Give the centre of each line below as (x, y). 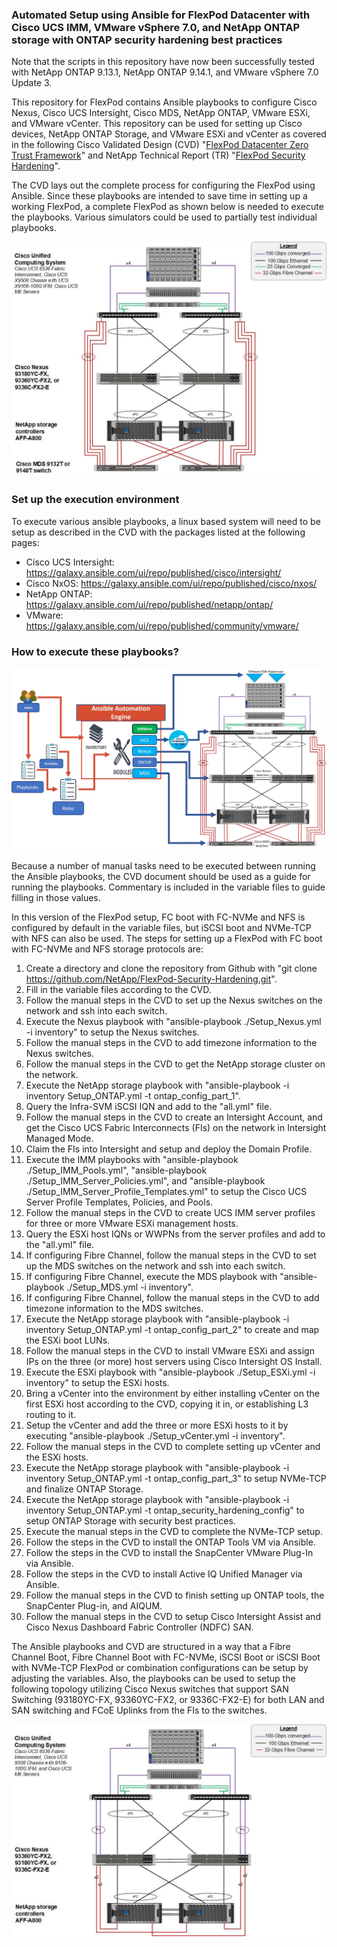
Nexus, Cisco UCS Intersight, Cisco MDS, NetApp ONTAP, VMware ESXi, (161, 113)
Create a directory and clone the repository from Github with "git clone (171, 968)
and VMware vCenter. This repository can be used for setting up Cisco (157, 124)
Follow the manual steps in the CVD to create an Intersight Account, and (174, 1117)
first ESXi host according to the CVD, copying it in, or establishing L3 (167, 1404)
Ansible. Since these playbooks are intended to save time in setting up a (159, 196)
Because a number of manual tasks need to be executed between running (163, 865)
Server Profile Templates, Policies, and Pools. (119, 1202)
